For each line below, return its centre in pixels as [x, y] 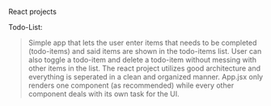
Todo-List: [25, 27]
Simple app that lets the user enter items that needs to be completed [142, 43]
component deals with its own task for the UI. [104, 94]
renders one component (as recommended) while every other [131, 85]
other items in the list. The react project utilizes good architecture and [144, 68]
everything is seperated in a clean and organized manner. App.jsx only [146, 77]
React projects [32, 12]
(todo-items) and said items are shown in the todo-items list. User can [145, 51]
